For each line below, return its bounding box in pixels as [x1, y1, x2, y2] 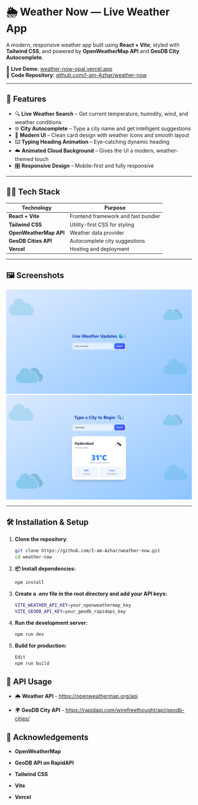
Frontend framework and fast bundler [70, 213, 161, 220]
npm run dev [14, 631, 44, 637]
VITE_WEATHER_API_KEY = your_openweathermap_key [14, 602, 131, 608]
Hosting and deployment [70, 246, 130, 253]
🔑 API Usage [6, 677, 52, 687]
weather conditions [14, 118, 62, 126]
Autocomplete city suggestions [70, 237, 146, 245]
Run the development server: [14, 619, 88, 626]
